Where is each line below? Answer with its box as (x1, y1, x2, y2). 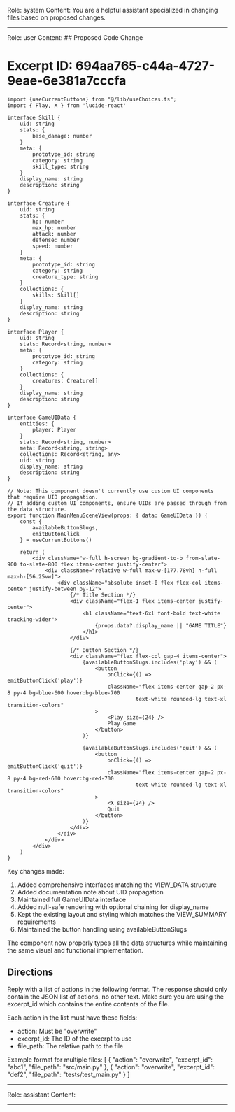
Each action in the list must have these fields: (7, 1013, 138, 1022)
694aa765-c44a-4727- (76, 58, 215, 74)
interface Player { (7, 328, 64, 335)
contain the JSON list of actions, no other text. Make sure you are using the (7, 992, 224, 1001)
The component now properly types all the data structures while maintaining (7, 939, 227, 947)
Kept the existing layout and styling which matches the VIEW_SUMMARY (17, 910, 227, 918)
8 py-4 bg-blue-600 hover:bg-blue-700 (7, 689, 120, 697)
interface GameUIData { (7, 414, 77, 421)
